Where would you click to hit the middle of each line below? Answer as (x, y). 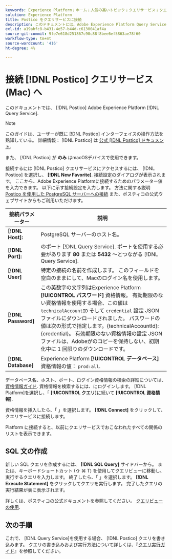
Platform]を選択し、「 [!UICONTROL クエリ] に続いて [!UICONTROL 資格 (81, 393)
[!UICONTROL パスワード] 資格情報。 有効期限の (99, 295)
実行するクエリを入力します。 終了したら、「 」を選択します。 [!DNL (77, 477)
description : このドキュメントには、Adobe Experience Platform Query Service (86, 24)
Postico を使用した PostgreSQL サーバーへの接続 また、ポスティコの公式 (82, 194)
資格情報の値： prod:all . (71, 366)
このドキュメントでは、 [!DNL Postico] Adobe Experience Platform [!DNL (82, 107)
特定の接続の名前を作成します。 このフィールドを (100, 270)
